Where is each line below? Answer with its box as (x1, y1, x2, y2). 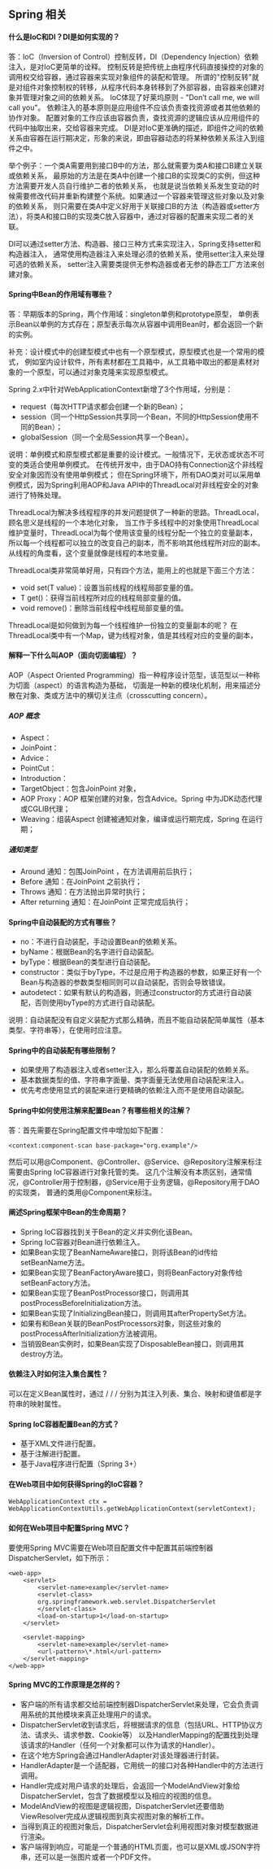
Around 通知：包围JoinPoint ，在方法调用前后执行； (19, 866, 195, 876)
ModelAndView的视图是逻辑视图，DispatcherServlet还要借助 (19, 1801, 225, 1810)
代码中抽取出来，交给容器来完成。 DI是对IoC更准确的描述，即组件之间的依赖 (8, 123, 264, 133)
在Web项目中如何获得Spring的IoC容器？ (8, 1479, 145, 1489)
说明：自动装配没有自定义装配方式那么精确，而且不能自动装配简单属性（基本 (8, 1015, 265, 1025)
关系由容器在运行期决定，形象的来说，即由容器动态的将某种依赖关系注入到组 (8, 133, 265, 142)
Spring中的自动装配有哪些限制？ (8, 1045, 118, 1055)
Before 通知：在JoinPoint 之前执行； (19, 876, 142, 886)
